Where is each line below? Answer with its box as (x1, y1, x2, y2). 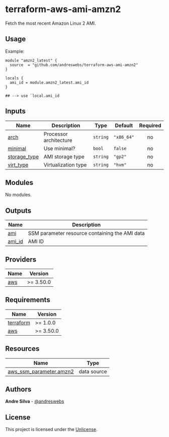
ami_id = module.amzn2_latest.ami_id (10, 80, 89, 85)
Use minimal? (43, 145, 75, 152)
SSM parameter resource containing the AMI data (28, 230, 145, 237)
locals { (5, 76, 24, 81)
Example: (5, 48, 25, 54)
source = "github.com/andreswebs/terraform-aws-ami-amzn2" (10, 62, 138, 68)
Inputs (5, 107, 26, 115)
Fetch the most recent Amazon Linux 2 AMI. (5, 20, 97, 26)
